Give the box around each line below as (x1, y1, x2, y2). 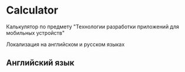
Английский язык (6, 58, 75, 68)
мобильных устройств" (6, 29, 65, 36)
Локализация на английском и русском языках (6, 41, 125, 48)
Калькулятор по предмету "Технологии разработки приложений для (6, 23, 180, 30)
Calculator (6, 4, 58, 17)
